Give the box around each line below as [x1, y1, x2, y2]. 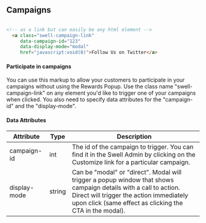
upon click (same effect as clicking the [72, 198, 183, 207]
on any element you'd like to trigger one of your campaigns [46, 89, 196, 97]
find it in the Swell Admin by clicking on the [72, 150, 196, 158]
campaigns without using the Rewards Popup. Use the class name [6, 83, 174, 90]
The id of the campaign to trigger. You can [72, 143, 194, 151]
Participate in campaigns [6, 63, 72, 70]
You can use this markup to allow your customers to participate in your [6, 76, 185, 84]
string [49, 187, 66, 195]
